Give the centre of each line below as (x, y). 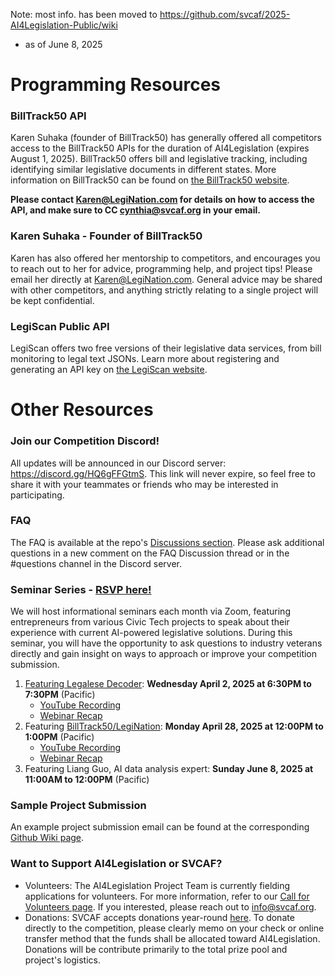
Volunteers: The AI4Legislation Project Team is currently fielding (157, 885)
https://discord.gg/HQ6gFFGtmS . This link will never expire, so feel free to (163, 473)
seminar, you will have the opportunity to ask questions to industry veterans (166, 643)
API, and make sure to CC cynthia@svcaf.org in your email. (135, 210)
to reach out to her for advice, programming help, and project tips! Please (161, 268)
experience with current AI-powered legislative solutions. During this (151, 633)
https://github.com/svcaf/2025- (225, 14)
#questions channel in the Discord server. (96, 563)
